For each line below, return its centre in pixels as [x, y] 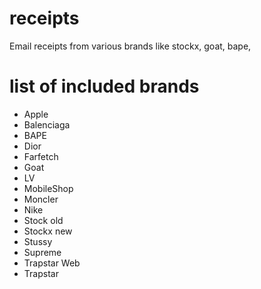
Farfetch [41, 156]
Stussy [38, 241]
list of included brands [104, 86]
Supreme [42, 252]
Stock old [43, 220]
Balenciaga [47, 124]
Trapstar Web [52, 263]
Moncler [41, 199]
